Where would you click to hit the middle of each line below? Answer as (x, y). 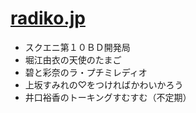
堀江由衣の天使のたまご (73, 59)
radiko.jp (48, 18)
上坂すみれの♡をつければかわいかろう (104, 84)
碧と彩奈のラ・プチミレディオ (86, 72)
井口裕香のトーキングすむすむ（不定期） (108, 97)
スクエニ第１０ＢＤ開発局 (77, 47)
